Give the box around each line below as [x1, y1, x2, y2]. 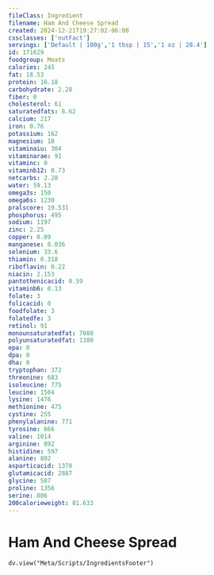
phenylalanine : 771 [8, 418, 73, 426]
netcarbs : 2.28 [8, 174, 59, 183]
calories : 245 [8, 64, 55, 71]
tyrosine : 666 [8, 425, 55, 433]
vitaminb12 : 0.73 [8, 167, 66, 175]
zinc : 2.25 [8, 226, 44, 234]
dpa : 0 [8, 351, 30, 360]
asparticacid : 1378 [8, 462, 73, 470]
